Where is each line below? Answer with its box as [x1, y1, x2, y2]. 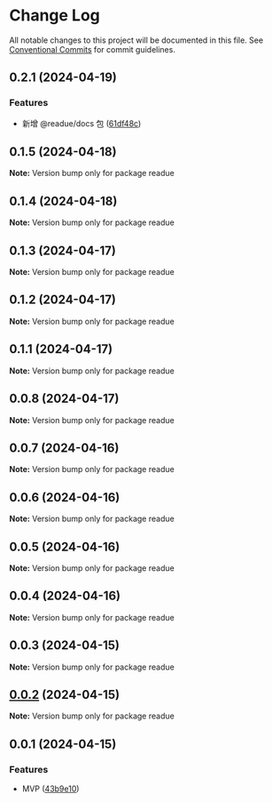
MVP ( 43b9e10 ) [21, 783, 80, 794]
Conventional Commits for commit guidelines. [9, 44, 175, 54]
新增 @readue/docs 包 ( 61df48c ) [21, 117, 142, 129]
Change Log [9, 5, 100, 26]
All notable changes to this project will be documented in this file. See [9, 35, 264, 45]
